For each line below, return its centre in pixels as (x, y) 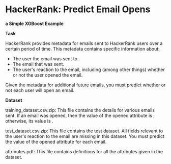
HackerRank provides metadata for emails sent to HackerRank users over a (84, 43)
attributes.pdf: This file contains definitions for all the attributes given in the (84, 151)
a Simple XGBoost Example (34, 24)
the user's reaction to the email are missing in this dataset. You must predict (85, 136)
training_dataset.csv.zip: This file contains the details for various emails (80, 110)
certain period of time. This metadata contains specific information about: (82, 49)
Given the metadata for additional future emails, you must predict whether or (85, 85)
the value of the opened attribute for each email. (56, 142)
